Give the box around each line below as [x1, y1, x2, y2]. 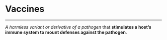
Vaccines [5, 3, 45, 15]
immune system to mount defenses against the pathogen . [5, 29, 127, 35]
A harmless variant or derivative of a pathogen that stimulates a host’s [5, 24, 152, 30]
